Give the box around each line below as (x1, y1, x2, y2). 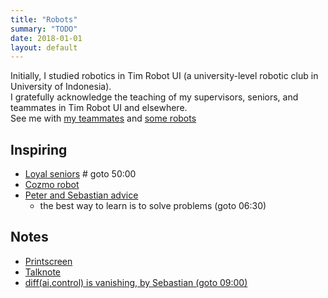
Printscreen (24, 255, 73, 267)
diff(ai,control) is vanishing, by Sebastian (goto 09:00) (24, 276, 248, 288)
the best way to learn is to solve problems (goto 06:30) (39, 200, 267, 212)
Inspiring (10, 141, 68, 158)
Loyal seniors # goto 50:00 (24, 168, 137, 180)
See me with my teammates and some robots (10, 112, 197, 125)
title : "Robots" (10, 14, 78, 25)
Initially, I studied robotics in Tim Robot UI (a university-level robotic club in (10, 70, 319, 82)
